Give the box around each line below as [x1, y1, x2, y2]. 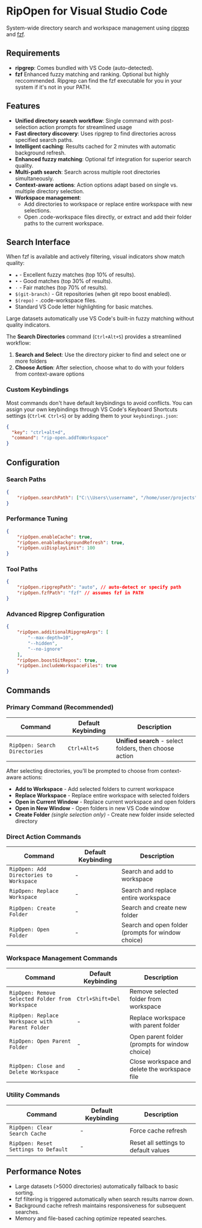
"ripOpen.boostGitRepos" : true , [17, 657, 98, 664]
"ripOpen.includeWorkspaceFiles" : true [17, 663, 117, 669]
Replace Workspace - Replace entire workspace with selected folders [14, 791, 190, 799]
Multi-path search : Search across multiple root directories [14, 168, 161, 176]
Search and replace [121, 886, 177, 895]
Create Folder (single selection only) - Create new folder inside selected [14, 811, 195, 818]
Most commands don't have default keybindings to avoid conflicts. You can [6, 399, 193, 406]
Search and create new [121, 904, 188, 912]
